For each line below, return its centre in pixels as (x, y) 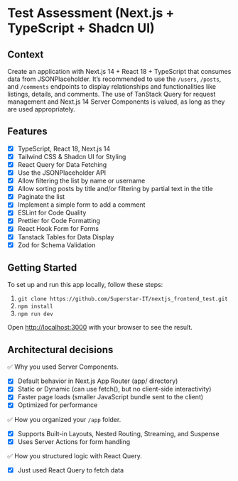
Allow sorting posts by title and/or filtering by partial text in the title (115, 189)
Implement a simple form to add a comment (81, 205)
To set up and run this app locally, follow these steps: (85, 285)
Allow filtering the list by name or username (81, 181)
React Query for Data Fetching (62, 164)
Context (26, 54)
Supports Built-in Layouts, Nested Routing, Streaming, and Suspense (118, 433)
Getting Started (42, 268)
